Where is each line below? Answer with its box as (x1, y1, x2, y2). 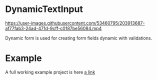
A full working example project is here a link (5, 69, 95, 75)
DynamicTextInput (5, 3, 83, 15)
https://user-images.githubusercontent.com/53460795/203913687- (5, 20, 145, 26)
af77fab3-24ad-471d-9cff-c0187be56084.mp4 (5, 25, 102, 31)
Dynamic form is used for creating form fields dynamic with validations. (5, 35, 152, 41)
